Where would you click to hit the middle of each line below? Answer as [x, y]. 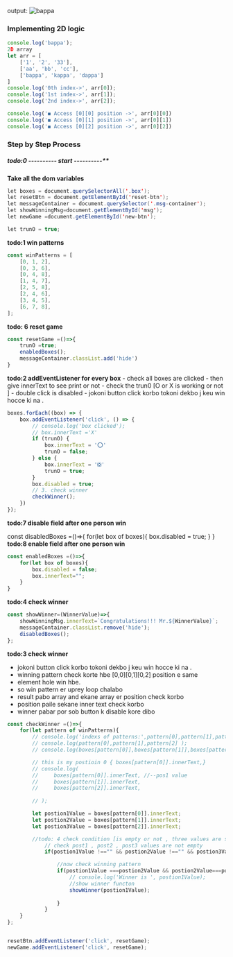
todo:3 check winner [38, 654]
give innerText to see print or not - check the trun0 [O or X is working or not [115, 386]
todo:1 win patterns [36, 242]
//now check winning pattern [98, 864]
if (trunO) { [51, 439]
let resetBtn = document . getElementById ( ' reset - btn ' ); [88, 198]
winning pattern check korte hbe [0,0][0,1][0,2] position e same [107, 674]
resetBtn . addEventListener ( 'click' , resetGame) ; [79, 941]
